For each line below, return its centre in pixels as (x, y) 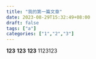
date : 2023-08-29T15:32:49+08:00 (48, 17)
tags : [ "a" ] (21, 28)
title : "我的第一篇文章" (34, 12)
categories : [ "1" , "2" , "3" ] (40, 34)
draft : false (23, 23)
